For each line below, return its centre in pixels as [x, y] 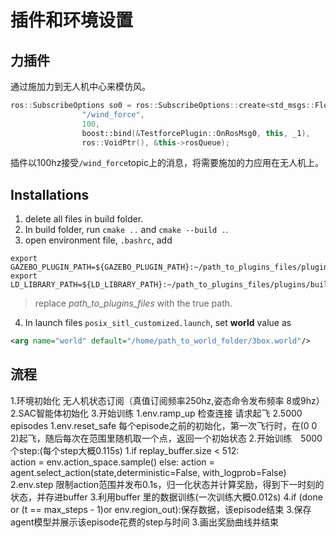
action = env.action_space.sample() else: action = [112, 462]
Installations [50, 194]
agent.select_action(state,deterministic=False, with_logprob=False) [148, 472]
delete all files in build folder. [84, 219]
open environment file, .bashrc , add [98, 240]
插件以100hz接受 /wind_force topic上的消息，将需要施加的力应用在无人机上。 [167, 163]
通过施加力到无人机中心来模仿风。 [80, 86]
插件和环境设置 [72, 20]
